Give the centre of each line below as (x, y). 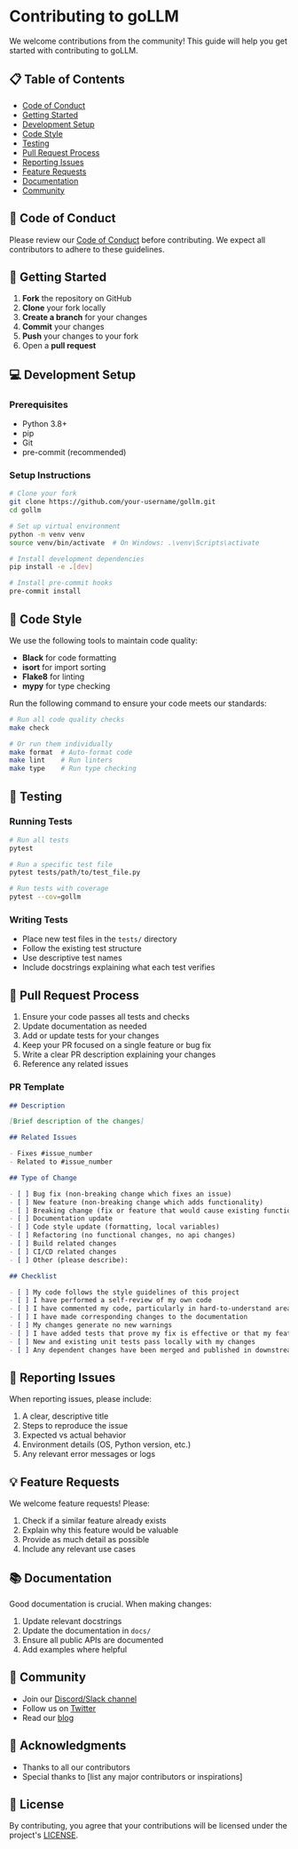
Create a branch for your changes (85, 317)
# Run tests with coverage (59, 889)
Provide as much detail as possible (86, 1540)
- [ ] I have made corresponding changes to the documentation (129, 1317)
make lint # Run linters (61, 760)
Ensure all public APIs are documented (93, 1640)
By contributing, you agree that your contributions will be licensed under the (149, 1826)
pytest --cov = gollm (45, 897)
